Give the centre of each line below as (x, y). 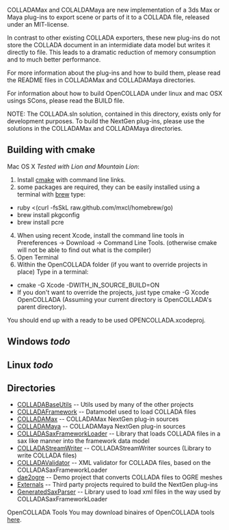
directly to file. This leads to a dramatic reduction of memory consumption (111, 52)
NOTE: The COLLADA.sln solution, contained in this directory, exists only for (114, 114)
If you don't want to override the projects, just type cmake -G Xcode (113, 292)
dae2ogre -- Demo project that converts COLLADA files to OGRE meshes (120, 477)
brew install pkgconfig (48, 214)
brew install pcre (40, 222)
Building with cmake (51, 150)
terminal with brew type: (51, 194)
